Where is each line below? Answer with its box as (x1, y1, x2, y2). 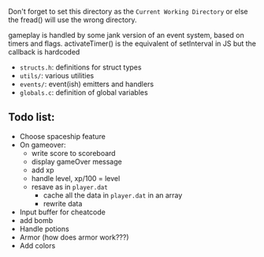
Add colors (19, 240, 56, 250)
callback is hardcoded (8, 47, 80, 56)
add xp (31, 165, 54, 175)
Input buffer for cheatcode (19, 207, 106, 217)
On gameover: (19, 140, 66, 149)
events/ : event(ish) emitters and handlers (19, 79, 154, 89)
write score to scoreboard (31, 148, 116, 157)
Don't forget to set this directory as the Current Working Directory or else (8, 7, 248, 16)
